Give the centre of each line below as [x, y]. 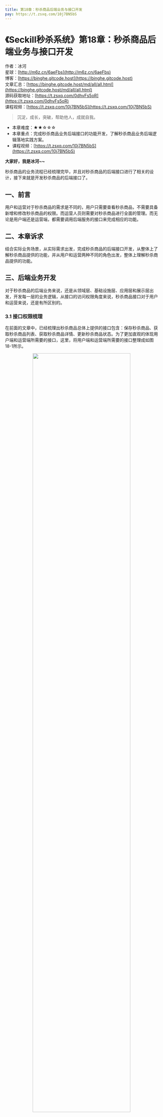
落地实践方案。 [31, 140]
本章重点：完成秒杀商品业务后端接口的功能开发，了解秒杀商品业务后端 [82, 134]
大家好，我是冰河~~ [25, 162]
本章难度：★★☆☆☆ [34, 127]
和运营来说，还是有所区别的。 [35, 303]
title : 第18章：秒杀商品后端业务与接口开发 [44, 9]
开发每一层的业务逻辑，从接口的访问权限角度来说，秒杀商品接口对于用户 [86, 296]
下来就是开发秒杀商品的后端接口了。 [54, 178]
